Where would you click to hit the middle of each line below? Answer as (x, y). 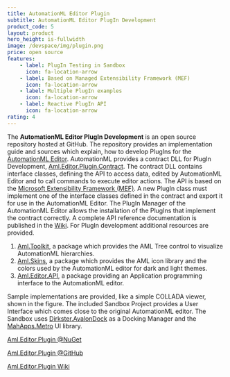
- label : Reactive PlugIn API (63, 104)
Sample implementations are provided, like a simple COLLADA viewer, (107, 296)
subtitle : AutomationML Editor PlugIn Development (82, 20)
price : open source (35, 53)
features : (21, 59)
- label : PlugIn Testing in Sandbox (73, 65)
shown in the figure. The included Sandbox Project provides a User (103, 303)
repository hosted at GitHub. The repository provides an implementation (110, 144)
